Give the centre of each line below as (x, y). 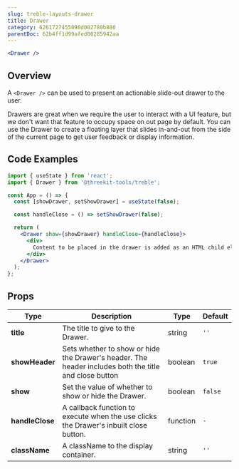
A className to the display (107, 445)
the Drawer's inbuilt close (105, 425)
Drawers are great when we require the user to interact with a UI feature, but (119, 114)
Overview (30, 76)
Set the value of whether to (107, 387)
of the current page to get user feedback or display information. (101, 137)
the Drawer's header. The (105, 357)
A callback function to (99, 407)
